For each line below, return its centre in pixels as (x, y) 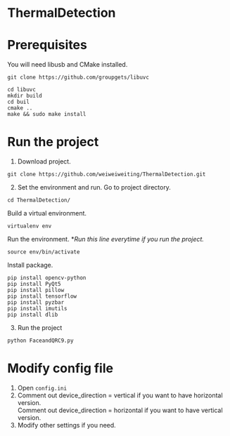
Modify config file (60, 368)
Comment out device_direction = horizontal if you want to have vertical (120, 410)
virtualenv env (30, 226)
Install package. (30, 265)
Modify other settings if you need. (66, 425)
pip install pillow (36, 290)
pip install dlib (33, 315)
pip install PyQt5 (34, 284)
